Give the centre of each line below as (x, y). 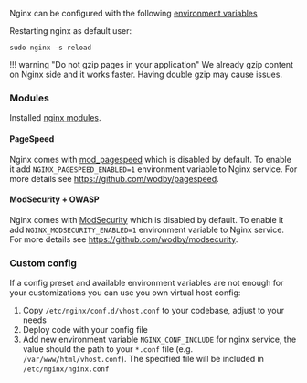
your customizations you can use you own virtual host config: (125, 293)
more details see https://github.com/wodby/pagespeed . (114, 178)
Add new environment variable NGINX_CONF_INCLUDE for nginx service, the (159, 339)
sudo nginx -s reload (51, 48)
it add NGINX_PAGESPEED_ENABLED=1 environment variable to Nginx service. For (153, 169)
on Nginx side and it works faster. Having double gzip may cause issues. (146, 74)
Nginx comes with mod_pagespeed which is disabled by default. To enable (151, 159)
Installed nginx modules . (55, 118)
